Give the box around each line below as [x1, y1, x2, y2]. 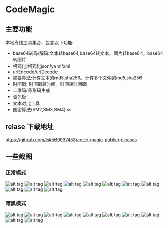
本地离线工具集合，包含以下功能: [5, 40, 74, 45]
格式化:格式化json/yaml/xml [12, 63, 70, 69]
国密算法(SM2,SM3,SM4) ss [12, 107, 72, 112]
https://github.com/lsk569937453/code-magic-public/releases [5, 136, 137, 143]
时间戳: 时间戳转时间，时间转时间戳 [12, 81, 87, 87]
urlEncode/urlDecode [12, 69, 58, 75]
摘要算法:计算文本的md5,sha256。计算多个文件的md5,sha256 [12, 75, 143, 81]
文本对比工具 [12, 100, 40, 106]
